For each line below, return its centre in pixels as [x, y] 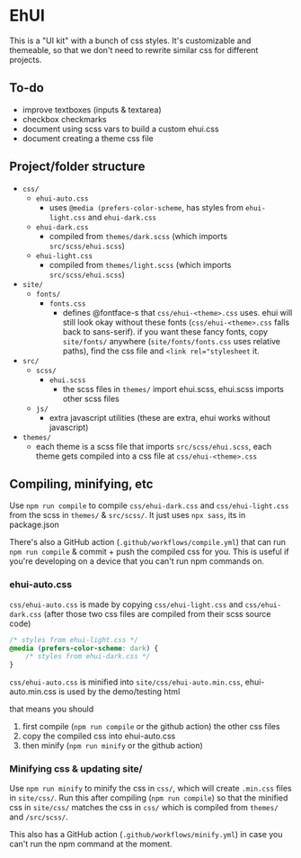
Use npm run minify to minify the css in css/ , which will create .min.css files [150, 789]
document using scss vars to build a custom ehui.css [120, 129]
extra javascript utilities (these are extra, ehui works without [160, 417]
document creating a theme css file [88, 138]
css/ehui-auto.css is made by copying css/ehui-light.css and [126, 604]
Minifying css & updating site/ [76, 769]
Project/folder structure [77, 167]
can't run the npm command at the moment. [91, 844]
